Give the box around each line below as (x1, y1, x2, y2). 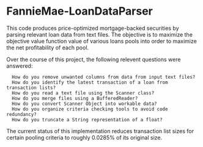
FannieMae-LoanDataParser (6, 4, 153, 18)
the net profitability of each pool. (6, 44, 89, 51)
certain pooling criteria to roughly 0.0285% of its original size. (6, 134, 163, 141)
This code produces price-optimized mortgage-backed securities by (6, 24, 179, 32)
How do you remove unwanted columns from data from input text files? (12, 74, 196, 80)
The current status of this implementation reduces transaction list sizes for (6, 127, 194, 135)
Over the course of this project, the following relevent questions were (6, 56, 181, 63)
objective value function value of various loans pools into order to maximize (6, 37, 197, 45)
